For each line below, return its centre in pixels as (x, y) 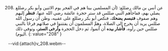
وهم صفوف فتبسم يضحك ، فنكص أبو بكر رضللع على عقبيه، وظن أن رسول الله (86, 18)
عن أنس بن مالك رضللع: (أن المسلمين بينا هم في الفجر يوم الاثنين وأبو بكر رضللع (89, 8)
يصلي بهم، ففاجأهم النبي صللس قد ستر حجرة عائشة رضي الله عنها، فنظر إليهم (88, 13)
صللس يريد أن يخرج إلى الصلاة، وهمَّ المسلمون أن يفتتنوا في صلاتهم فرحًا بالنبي (88, 23)
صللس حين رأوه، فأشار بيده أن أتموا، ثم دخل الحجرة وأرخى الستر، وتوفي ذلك (86, 29)
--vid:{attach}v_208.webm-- (37, 44)
